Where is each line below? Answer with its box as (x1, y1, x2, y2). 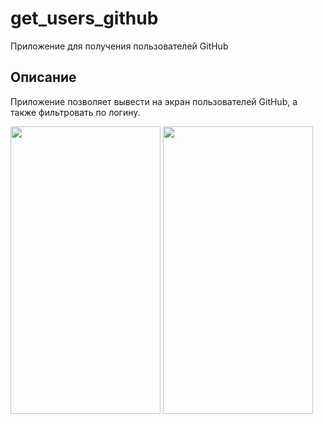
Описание (10, 69, 77, 86)
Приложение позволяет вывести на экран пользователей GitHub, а (10, 95, 298, 107)
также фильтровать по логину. (10, 106, 141, 118)
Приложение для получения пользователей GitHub (10, 40, 229, 52)
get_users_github (10, 7, 159, 30)
